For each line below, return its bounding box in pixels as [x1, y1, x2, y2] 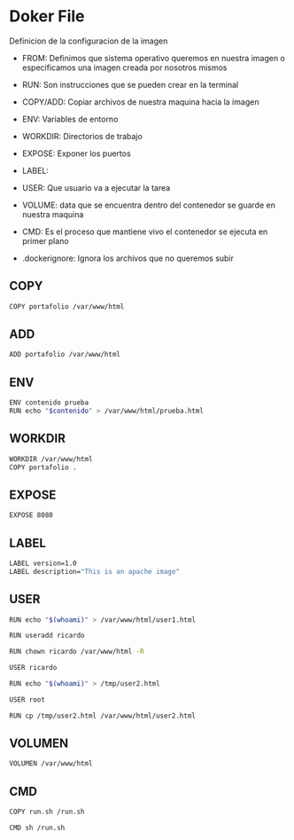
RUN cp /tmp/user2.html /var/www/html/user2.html [9, 711, 197, 720]
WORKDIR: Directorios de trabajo [21, 130, 143, 141]
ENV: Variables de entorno [21, 114, 119, 124]
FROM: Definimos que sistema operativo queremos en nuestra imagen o [21, 52, 286, 63]
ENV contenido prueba [9, 398, 89, 407]
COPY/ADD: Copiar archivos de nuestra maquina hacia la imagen [21, 96, 259, 107]
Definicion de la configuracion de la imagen [9, 35, 168, 46]
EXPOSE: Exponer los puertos [21, 148, 131, 159]
